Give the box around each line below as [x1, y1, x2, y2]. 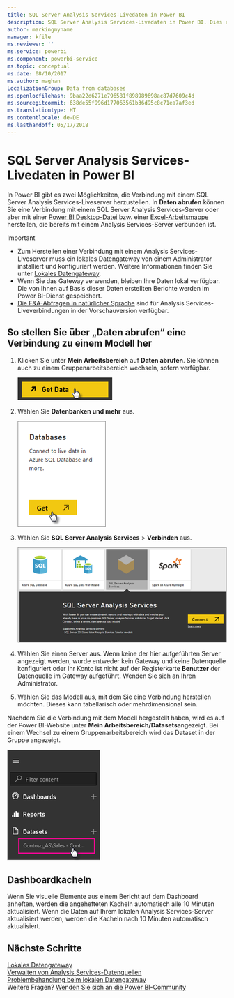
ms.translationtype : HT [7, 107, 77, 114]
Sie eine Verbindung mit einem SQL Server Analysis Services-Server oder [7, 205, 219, 213]
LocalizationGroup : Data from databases [7, 84, 127, 92]
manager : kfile [7, 33, 52, 40]
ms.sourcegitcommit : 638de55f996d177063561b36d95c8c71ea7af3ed [7, 100, 195, 107]
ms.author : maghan [7, 77, 61, 84]
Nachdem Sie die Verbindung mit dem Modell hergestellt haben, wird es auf [7, 713, 225, 722]
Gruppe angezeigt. [7, 736, 61, 744]
